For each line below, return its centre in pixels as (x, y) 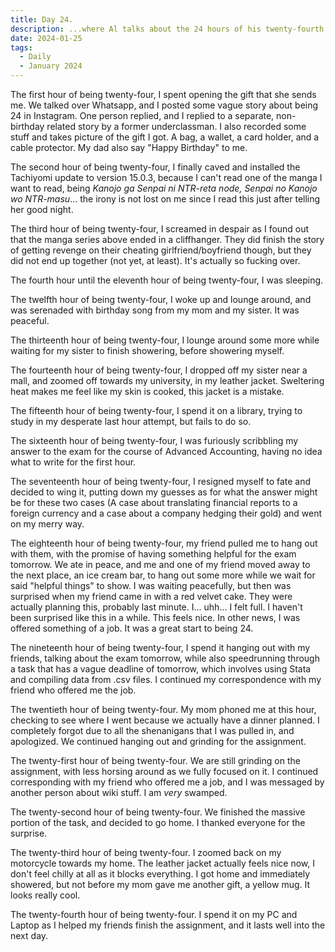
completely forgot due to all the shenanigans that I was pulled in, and (152, 730)
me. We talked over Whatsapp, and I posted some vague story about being (164, 105)
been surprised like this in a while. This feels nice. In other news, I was (155, 617)
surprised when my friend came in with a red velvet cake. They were (151, 596)
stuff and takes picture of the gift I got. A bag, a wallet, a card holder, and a (165, 137)
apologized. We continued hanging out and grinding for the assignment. (158, 741)
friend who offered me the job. (73, 690)
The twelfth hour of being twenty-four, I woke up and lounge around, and (161, 299)
